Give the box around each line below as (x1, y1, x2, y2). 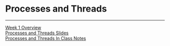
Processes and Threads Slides (5, 30, 69, 36)
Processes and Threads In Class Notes (5, 35, 86, 41)
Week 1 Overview (5, 24, 41, 30)
